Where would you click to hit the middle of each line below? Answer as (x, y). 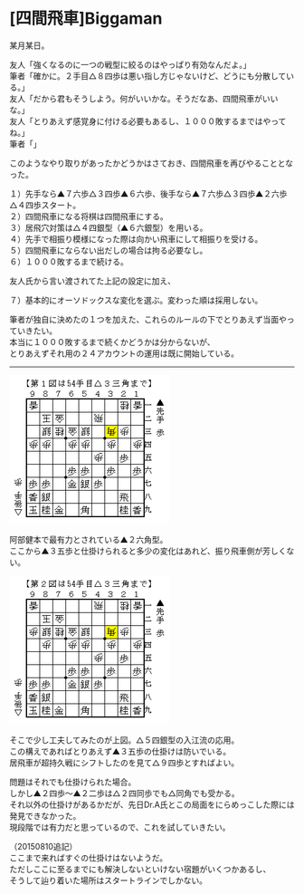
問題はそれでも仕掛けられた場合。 (73, 782)
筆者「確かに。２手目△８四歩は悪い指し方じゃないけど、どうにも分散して (148, 76)
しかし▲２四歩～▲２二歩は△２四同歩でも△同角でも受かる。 (124, 793)
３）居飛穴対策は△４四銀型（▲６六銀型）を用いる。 (109, 227)
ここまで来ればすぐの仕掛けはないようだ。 (89, 858)
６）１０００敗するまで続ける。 (69, 261)
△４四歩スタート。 (45, 205)
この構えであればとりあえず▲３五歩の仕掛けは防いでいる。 (120, 751)
